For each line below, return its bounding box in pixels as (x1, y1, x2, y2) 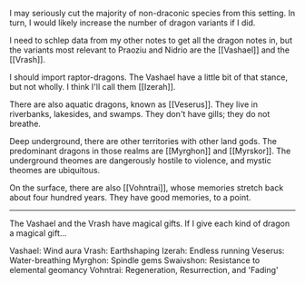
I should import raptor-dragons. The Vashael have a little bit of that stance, (9, 72, 289, 83)
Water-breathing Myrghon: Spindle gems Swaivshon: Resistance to (9, 255, 261, 266)
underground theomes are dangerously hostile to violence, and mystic (9, 155, 272, 166)
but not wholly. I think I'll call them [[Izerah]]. (9, 82, 176, 92)
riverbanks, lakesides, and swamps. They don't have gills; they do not (9, 109, 271, 119)
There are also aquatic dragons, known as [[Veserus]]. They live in (9, 99, 259, 110)
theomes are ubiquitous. (9, 165, 101, 175)
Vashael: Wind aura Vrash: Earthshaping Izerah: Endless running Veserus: (9, 245, 285, 256)
